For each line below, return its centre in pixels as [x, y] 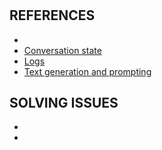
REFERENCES [52, 15]
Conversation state [62, 50]
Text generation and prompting [87, 71]
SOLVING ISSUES [64, 103]
